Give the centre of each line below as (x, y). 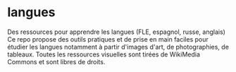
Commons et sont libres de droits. (56, 61)
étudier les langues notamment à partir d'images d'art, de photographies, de (118, 47)
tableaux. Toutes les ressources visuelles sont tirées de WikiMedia (104, 54)
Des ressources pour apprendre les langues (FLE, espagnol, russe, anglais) (116, 32)
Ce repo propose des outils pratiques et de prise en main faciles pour (108, 39)
